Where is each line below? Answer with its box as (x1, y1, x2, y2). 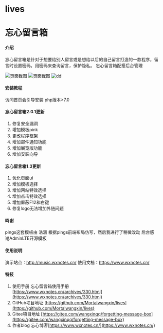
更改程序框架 (12, 133, 38, 139)
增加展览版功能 (12, 145, 42, 151)
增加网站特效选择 (12, 187, 47, 193)
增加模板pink (12, 126, 38, 132)
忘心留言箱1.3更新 (5, 163, 41, 169)
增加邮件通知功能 (12, 139, 47, 145)
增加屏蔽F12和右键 (12, 199, 50, 206)
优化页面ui (12, 175, 33, 181)
